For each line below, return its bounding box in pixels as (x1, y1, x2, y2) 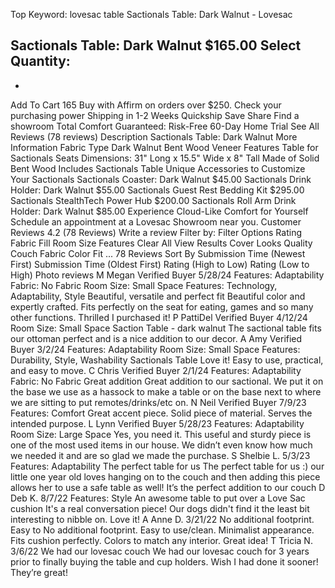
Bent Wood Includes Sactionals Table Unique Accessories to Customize (10, 162, 306, 174)
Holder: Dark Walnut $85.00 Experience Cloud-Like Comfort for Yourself (10, 205, 309, 217)
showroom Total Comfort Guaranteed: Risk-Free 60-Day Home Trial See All (10, 120, 320, 132)
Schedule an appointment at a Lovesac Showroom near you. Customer (10, 215, 302, 228)
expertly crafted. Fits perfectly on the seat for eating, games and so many (10, 300, 314, 313)
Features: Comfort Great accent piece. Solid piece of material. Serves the (10, 407, 313, 419)
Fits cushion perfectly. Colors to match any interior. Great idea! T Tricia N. (10, 534, 313, 546)
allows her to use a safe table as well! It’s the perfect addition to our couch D (10, 481, 326, 493)
